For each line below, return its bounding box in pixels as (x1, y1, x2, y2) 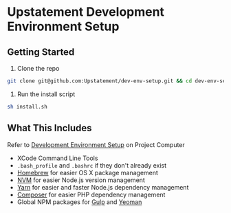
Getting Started (7, 46, 75, 58)
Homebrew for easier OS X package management (16, 168, 158, 177)
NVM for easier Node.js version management (16, 176, 146, 184)
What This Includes (7, 122, 92, 134)
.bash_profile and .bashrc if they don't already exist (16, 161, 167, 169)
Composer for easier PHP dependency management (16, 190, 166, 199)
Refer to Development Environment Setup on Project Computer (7, 140, 186, 148)
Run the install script (16, 90, 76, 98)
